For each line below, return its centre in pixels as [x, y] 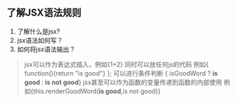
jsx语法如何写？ [40, 40]
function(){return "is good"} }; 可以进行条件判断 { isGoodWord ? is [121, 73]
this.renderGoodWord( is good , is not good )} [97, 91]
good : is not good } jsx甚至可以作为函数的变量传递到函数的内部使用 [123, 82]
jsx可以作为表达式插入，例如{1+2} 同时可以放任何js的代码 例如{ [116, 64]
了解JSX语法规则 [44, 13]
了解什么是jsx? [38, 31]
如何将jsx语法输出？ [46, 49]
